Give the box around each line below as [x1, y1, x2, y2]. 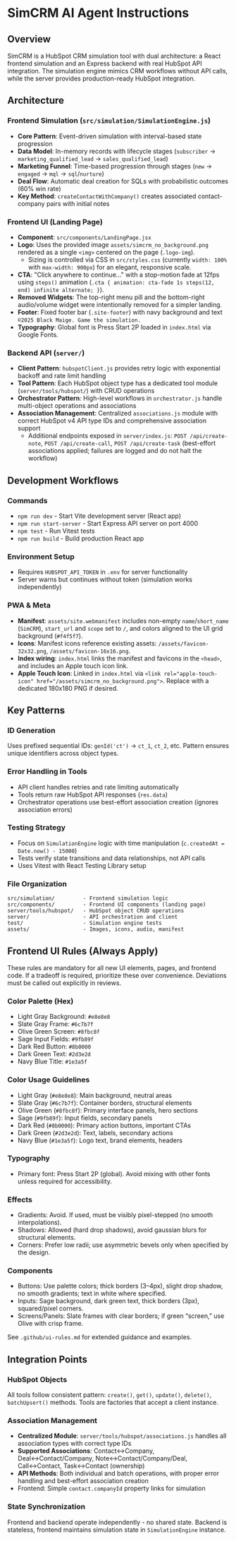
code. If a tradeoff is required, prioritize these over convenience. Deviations [7, 971, 227, 979]
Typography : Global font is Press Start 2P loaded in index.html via [17, 322, 211, 331]
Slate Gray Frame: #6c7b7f [17, 1020, 94, 1028]
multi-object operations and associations [17, 401, 137, 410]
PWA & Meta [7, 600, 51, 610]
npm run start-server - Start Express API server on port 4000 [17, 519, 199, 527]
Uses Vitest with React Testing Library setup [17, 861, 147, 869]
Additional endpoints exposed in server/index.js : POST [27, 432, 187, 440]
